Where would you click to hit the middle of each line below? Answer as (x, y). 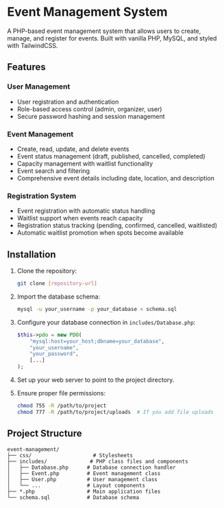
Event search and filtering (53, 171)
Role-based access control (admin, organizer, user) (89, 109)
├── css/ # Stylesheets (70, 455)
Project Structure (45, 434)
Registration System (42, 196)
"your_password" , (54, 354)
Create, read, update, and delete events (73, 149)
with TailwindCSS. (33, 45)
